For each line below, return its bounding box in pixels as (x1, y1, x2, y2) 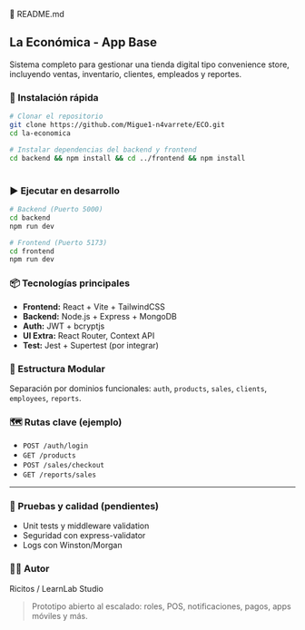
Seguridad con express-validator (22, 530, 146, 541)
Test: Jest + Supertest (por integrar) (22, 340, 159, 350)
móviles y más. (31, 610, 88, 621)
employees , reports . (9, 392, 82, 403)
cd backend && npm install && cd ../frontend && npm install (9, 153, 246, 162)
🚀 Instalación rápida (9, 91, 99, 103)
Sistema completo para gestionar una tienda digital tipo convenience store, (9, 59, 290, 70)
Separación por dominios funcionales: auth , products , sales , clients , (9, 382, 268, 394)
